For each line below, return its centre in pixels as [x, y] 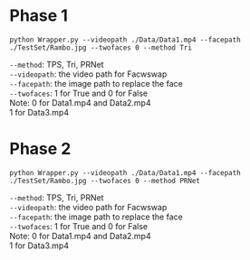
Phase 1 [38, 16]
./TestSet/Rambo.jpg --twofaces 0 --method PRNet [105, 181]
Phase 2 [40, 149]
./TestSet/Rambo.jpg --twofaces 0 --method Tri [101, 47]
